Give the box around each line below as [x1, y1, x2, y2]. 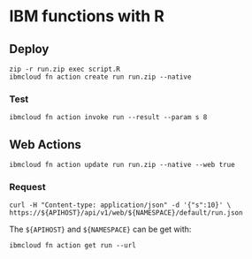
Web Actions [9, 137, 82, 152]
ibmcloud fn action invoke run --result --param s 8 [9, 113, 208, 122]
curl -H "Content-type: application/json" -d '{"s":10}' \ [9, 201, 232, 209]
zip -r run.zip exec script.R [9, 65, 121, 73]
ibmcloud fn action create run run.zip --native [9, 72, 192, 81]
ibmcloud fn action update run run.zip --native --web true [9, 161, 236, 170]
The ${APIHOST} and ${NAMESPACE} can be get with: [9, 224, 192, 235]
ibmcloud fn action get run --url [9, 241, 137, 250]
